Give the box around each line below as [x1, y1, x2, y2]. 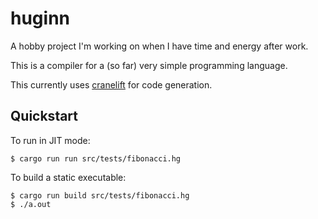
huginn [10, 7, 71, 30]
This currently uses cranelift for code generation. [10, 78, 213, 91]
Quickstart [10, 108, 79, 125]
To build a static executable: [10, 171, 127, 183]
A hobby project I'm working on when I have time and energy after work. [10, 40, 309, 52]
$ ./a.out [10, 199, 52, 209]
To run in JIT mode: [10, 134, 91, 146]
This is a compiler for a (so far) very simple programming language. [10, 59, 288, 71]
